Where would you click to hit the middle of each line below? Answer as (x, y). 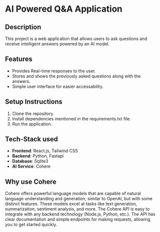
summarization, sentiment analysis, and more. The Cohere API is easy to (77, 209)
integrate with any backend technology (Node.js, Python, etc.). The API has (80, 214)
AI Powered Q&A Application (64, 9)
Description (23, 27)
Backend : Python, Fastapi (38, 156)
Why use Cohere (31, 182)
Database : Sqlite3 (30, 161)
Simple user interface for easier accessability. (58, 86)
